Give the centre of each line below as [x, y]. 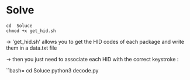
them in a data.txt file [32, 48]
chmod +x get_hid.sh [31, 31]
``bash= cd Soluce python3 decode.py [52, 70]
